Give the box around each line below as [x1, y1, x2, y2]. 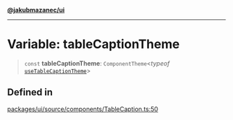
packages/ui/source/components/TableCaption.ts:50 [7, 105, 158, 113]
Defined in [7, 86, 53, 99]
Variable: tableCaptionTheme [7, 37, 180, 52]
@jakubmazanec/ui [7, 6, 65, 14]
